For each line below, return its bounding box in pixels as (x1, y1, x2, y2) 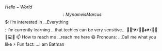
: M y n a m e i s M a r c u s (63, 12, 102, 17)
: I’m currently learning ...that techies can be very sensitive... (5, 27, 126, 33)
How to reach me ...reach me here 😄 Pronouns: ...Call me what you (21, 34, 157, 40)
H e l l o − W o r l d (5, 4, 32, 10)
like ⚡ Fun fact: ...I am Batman (5, 41, 65, 47)
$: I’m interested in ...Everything (5, 19, 69, 25)
